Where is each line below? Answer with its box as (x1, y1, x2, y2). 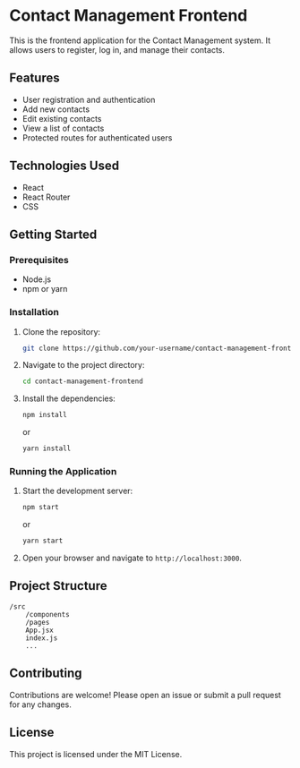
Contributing (9, 666, 82, 681)
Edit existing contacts (21, 113, 102, 124)
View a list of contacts (21, 123, 105, 133)
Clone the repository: (21, 326, 101, 337)
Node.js (21, 274, 52, 285)
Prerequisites (9, 253, 69, 266)
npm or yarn (21, 284, 68, 294)
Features (9, 71, 60, 86)
